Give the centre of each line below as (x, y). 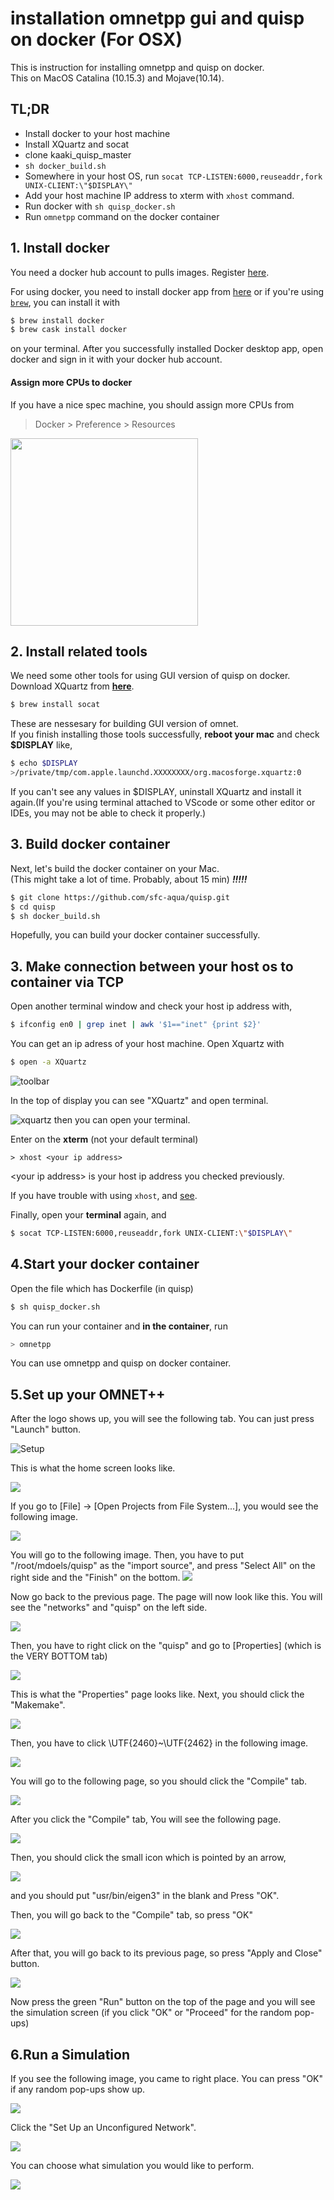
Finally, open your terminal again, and (88, 1214)
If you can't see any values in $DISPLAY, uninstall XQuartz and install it (156, 791)
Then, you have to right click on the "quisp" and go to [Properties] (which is (166, 1646)
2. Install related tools (79, 651)
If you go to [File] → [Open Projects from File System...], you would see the (164, 1506)
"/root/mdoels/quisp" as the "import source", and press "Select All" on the (163, 1566)
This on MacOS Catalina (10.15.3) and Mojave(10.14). (117, 78)
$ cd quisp (33, 907)
